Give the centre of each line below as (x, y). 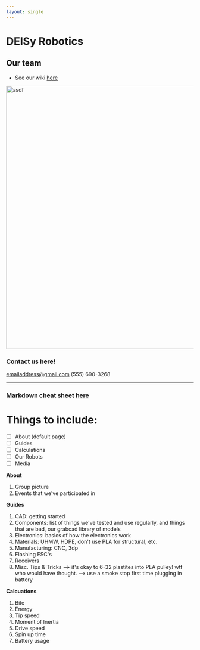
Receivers (27, 561)
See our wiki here (36, 78)
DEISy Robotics (45, 41)
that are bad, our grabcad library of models (68, 529)
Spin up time (30, 634)
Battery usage (32, 641)
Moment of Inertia (37, 622)
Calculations (30, 450)
